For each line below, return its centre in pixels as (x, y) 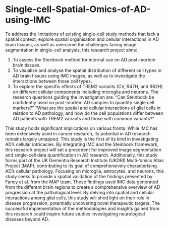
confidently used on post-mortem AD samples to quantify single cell (83, 102)
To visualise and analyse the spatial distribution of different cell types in (87, 70)
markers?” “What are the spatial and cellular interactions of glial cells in (87, 108)
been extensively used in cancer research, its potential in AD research (78, 133)
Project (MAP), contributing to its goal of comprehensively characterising (81, 166)
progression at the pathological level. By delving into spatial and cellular (80, 192)
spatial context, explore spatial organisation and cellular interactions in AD (82, 39)
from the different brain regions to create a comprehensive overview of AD (83, 187)
